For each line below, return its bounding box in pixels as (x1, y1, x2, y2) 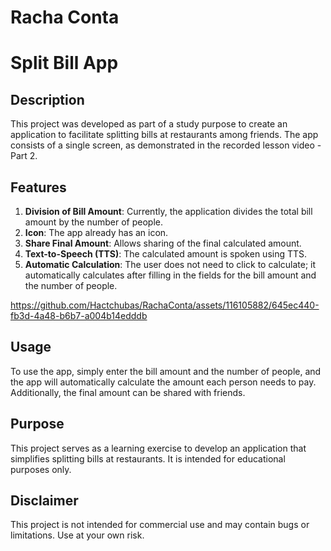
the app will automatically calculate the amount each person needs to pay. (10, 376, 317, 388)
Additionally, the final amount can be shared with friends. (10, 386, 246, 398)
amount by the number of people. (24, 216, 164, 228)
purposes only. (10, 463, 72, 475)
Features (10, 179, 67, 196)
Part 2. (10, 150, 38, 162)
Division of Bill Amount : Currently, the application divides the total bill (24, 206, 313, 217)
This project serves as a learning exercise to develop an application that (10, 442, 307, 454)
